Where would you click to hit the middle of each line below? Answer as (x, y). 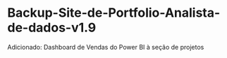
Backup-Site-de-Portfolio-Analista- (114, 13)
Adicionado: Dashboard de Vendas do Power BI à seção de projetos (106, 47)
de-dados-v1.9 (52, 28)
